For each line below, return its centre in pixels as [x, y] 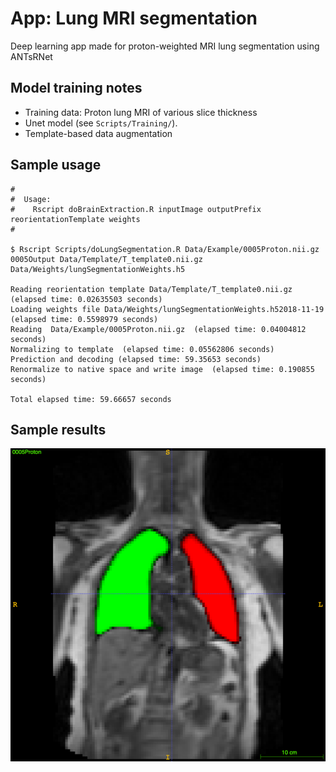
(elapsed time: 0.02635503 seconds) [86, 299]
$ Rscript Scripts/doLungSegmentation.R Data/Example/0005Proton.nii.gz [165, 249]
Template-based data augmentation [98, 133]
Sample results [58, 429]
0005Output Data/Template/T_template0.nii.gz [106, 259]
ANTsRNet [31, 56]
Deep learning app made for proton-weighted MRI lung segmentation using [165, 46]
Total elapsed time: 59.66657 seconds [91, 399]
